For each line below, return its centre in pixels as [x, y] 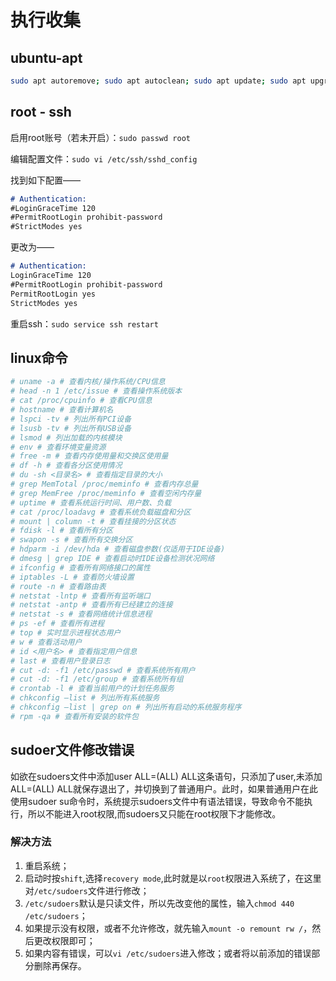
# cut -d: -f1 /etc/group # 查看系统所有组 [97, 679]
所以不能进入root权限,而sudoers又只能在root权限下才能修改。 [154, 813]
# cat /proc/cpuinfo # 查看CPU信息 [81, 401]
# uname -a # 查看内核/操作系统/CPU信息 [88, 382]
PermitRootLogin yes [53, 294]
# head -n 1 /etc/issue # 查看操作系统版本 [96, 391]
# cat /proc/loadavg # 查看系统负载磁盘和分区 [101, 512]
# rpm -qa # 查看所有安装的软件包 [74, 716]
